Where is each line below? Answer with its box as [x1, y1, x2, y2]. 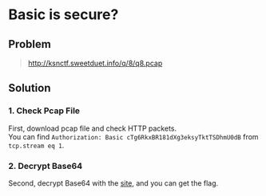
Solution [8, 81, 51, 95]
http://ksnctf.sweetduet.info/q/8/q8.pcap [27, 58, 163, 68]
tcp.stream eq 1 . [8, 140, 65, 150]
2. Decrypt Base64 [8, 160, 83, 171]
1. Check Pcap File [8, 105, 81, 116]
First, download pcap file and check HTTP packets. [8, 123, 177, 133]
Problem [8, 37, 52, 51]
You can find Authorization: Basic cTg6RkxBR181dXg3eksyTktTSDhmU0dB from [8, 131, 259, 141]
